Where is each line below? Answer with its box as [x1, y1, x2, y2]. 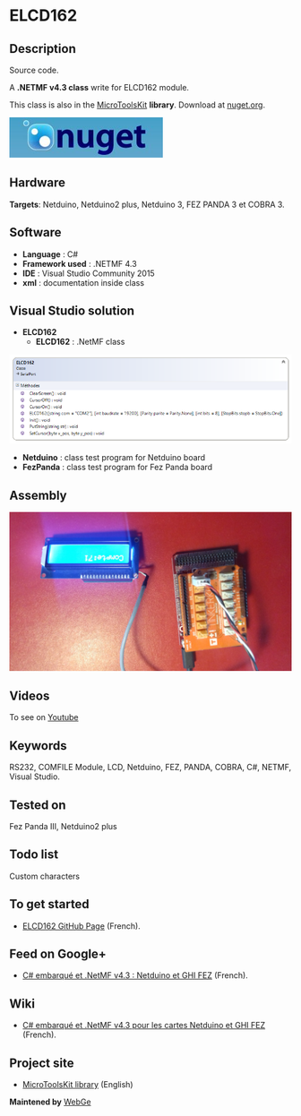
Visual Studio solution [9, 304, 135, 319]
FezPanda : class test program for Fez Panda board [21, 462, 213, 473]
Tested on [9, 797, 66, 812]
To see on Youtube [9, 712, 79, 723]
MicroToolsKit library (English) [21, 1079, 133, 1090]
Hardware [9, 176, 65, 191]
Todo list [9, 847, 59, 863]
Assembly [9, 487, 67, 502]
